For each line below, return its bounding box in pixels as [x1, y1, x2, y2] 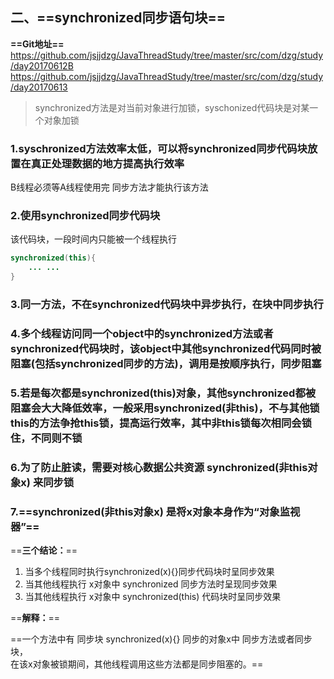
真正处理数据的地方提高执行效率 [30, 156, 185, 170]
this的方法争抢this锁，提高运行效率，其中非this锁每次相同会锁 [10, 416, 313, 430]
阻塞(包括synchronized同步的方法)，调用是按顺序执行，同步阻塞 [10, 356, 322, 370]
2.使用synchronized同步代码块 [10, 209, 161, 223]
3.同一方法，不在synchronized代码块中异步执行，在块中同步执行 [10, 297, 324, 311]
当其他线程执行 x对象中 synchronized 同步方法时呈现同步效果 [24, 578, 278, 590]
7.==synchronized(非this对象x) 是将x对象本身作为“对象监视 [10, 504, 301, 518]
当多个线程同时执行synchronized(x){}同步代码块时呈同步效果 [24, 566, 275, 578]
